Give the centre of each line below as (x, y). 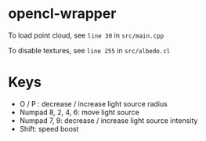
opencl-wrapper (62, 14)
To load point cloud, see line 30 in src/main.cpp (86, 35)
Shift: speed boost (49, 128)
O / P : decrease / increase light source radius (94, 103)
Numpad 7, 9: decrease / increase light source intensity (108, 120)
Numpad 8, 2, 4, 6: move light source (79, 112)
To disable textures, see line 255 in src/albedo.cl (89, 50)
